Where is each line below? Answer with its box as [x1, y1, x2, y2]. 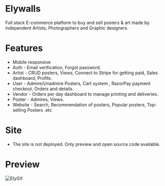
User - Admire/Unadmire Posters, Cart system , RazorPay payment [12, 80, 150, 86]
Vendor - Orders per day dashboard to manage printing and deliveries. [12, 91, 158, 97]
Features [5, 43, 43, 54]
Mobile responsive [12, 59, 51, 65]
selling [12, 107, 27, 113]
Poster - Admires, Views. [12, 96, 64, 102]
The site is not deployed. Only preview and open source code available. [12, 141, 160, 147]
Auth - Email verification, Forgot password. [12, 64, 101, 70]
